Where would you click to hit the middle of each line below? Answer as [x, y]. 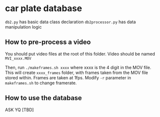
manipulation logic [24, 27]
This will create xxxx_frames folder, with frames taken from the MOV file [77, 73]
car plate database [44, 8]
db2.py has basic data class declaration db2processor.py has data [71, 22]
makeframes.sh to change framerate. [41, 83]
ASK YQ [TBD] [19, 110]
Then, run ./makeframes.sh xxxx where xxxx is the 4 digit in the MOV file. [78, 67]
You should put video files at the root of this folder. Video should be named [80, 54]
